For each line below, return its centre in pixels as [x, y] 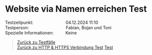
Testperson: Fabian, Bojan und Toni [58, 27]
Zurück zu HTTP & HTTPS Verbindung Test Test [65, 47]
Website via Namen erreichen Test [76, 9]
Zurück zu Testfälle [36, 42]
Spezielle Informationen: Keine [41, 33]
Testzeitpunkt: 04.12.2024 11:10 [52, 22]
